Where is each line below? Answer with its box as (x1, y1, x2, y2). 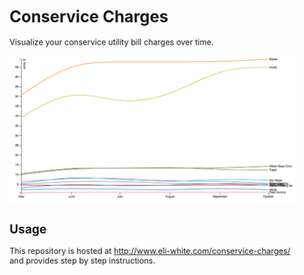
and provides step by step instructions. (9, 255, 157, 266)
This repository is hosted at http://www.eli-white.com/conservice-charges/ (9, 246, 291, 257)
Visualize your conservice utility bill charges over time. (9, 36, 214, 47)
